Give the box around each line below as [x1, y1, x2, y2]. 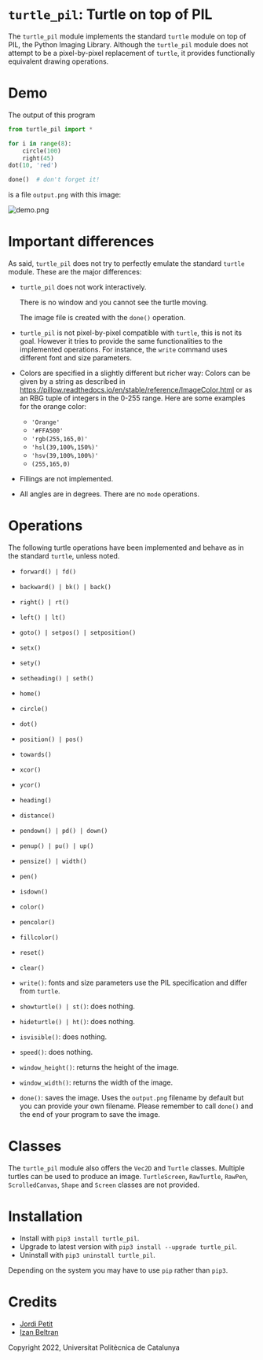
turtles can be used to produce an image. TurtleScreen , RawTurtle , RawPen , [8, 1171, 249, 1181]
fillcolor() [19, 934, 59, 942]
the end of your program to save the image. [19, 1110, 161, 1119]
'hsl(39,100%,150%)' [31, 444, 99, 451]
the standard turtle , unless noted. [8, 551, 120, 560]
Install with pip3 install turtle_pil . [19, 1233, 140, 1243]
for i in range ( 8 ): [8, 139, 72, 147]
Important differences [8, 233, 155, 251]
